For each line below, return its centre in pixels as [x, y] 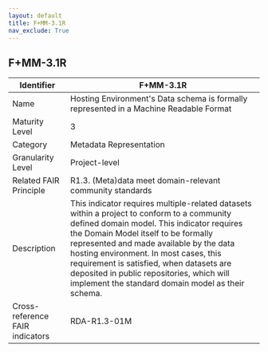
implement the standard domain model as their [158, 283]
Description [34, 248]
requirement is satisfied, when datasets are [151, 263]
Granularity [33, 158]
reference [31, 316]
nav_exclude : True [39, 30]
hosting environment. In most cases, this [146, 254]
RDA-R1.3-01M [101, 322]
